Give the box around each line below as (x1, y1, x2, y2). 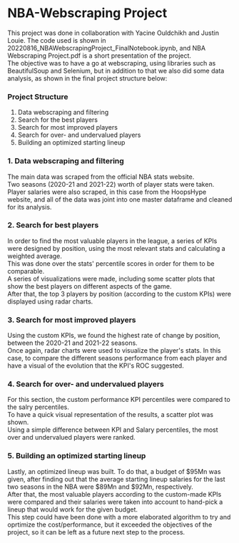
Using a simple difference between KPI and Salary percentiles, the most (7, 425, 219, 434)
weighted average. (7, 252, 63, 260)
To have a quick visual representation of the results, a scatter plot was (7, 410, 214, 419)
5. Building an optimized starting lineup (7, 451, 146, 461)
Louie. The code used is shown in (7, 36, 106, 44)
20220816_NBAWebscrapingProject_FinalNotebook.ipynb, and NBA (7, 43, 205, 52)
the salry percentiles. (7, 403, 70, 411)
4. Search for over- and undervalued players (7, 379, 164, 389)
